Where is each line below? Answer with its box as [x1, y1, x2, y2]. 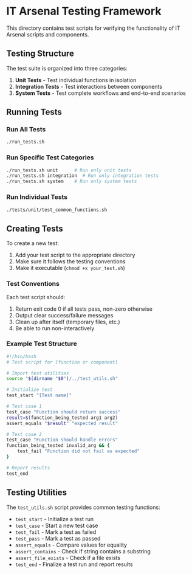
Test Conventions [6, 280, 60, 288]
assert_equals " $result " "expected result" [6, 420, 118, 426]
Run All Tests [6, 125, 46, 134]
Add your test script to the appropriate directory [15, 251, 135, 259]
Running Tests [6, 107, 62, 117]
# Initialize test [6, 387, 53, 393]
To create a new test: [6, 240, 59, 247]
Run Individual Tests [6, 193, 68, 201]
